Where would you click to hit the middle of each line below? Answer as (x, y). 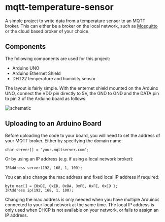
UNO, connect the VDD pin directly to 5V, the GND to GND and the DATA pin (82, 93)
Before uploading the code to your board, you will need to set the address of (83, 135)
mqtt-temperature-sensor (60, 7)
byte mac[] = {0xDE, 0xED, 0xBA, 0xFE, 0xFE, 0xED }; (62, 186)
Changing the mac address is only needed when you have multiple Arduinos (82, 199)
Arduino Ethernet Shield (36, 73)
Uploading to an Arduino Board (53, 124)
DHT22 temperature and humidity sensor (54, 78)
